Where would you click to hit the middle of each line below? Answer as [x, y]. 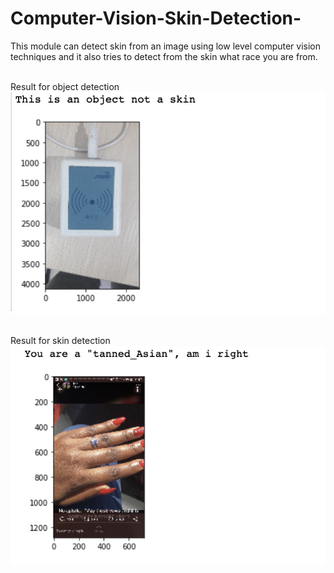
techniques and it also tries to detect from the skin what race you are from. [164, 56]
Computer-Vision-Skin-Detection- [156, 18]
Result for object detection [65, 86]
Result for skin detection [60, 341]
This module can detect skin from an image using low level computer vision [166, 46]
